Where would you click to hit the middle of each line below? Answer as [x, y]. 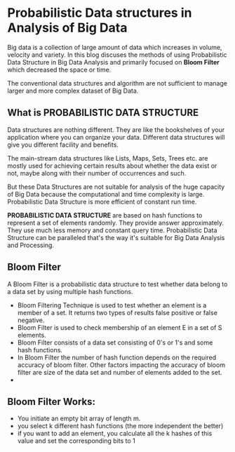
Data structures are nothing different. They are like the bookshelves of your [116, 129]
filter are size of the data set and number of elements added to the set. [120, 372]
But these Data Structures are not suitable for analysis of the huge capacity [116, 187]
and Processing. [31, 245]
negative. [31, 320]
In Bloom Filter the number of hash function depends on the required [117, 357]
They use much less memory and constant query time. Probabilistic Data [112, 230]
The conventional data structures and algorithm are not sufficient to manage [117, 83]
